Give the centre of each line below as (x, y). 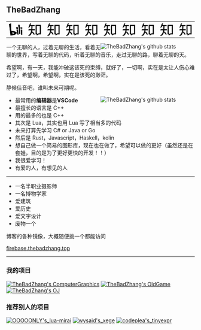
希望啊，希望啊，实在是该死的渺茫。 (66, 75)
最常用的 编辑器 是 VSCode (46, 101)
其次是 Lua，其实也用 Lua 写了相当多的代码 (68, 123)
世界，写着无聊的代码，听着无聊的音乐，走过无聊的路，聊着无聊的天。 (103, 55)
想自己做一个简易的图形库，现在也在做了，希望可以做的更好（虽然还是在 (104, 146)
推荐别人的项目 (28, 307)
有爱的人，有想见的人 (41, 168)
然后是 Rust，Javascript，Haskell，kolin (65, 138)
